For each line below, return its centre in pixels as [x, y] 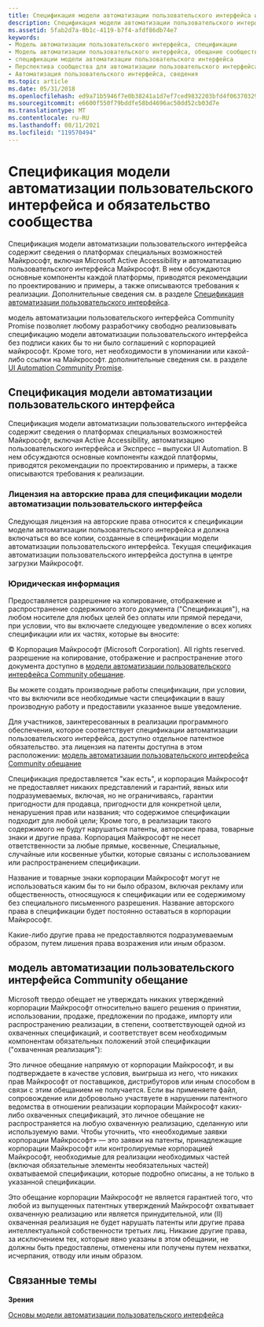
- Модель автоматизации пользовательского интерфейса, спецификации [123, 45]
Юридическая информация [64, 584]
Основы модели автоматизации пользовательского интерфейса [116, 1314]
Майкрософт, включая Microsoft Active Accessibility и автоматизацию [125, 260]
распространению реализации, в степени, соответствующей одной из [127, 1024]
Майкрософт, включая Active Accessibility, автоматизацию [106, 440]
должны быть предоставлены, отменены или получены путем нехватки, [130, 1247]
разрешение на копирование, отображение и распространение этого [126, 658]
